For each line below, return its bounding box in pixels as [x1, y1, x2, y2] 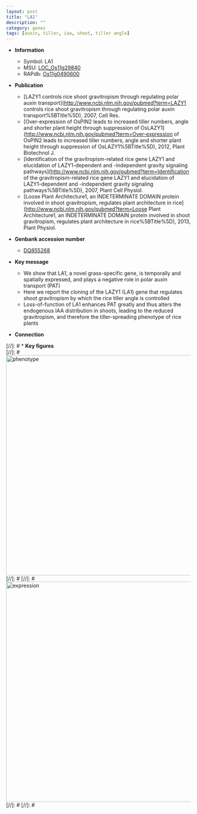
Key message [14, 258, 49, 265]
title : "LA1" [6, 14, 38, 20]
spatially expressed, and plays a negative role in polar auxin [23, 276, 168, 283]
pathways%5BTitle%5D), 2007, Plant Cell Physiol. [23, 187, 144, 194]
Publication [14, 82, 43, 89]
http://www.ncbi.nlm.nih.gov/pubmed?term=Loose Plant [25, 206, 161, 213]
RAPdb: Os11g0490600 [23, 70, 80, 78]
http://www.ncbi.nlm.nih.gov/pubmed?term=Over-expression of [25, 130, 179, 138]
